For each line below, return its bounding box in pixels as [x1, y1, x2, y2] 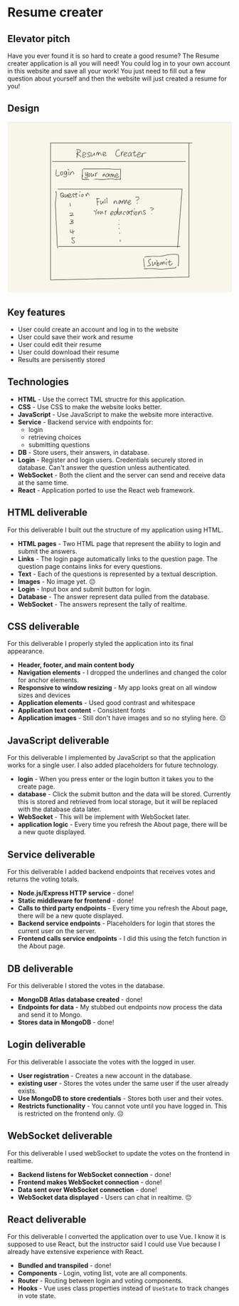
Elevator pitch [7, 33, 70, 45]
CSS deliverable [7, 621, 80, 633]
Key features [7, 306, 65, 318]
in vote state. [17, 1292, 56, 1300]
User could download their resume [17, 348, 119, 356]
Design [7, 103, 40, 115]
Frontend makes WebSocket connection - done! [17, 1178, 162, 1186]
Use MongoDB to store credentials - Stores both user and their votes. [17, 1094, 224, 1102]
